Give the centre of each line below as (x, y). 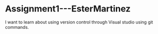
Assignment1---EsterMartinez (68, 9)
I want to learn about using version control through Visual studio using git (79, 22)
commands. (17, 27)
